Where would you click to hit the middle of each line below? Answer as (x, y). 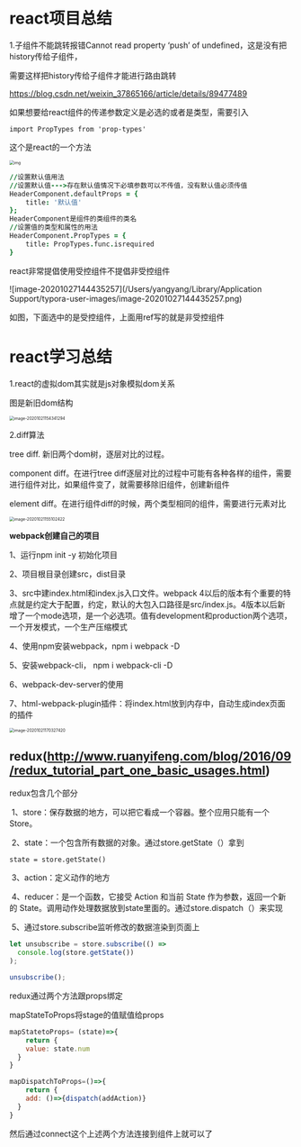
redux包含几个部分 (44, 793)
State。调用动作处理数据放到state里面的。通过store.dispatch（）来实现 (151, 908)
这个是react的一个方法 (50, 147)
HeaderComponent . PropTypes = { (68, 236)
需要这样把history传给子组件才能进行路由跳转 (93, 75)
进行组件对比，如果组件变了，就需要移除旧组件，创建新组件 (120, 484)
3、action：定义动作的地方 (61, 878)
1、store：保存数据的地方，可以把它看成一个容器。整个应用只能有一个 (141, 813)
